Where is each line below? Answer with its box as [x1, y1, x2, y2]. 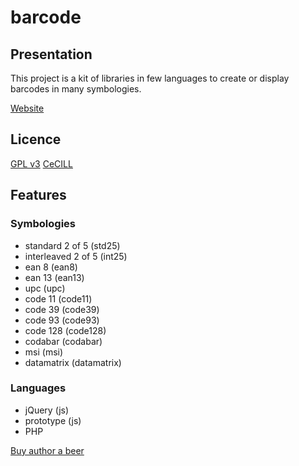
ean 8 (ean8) [24, 261, 78, 273]
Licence [10, 131, 62, 148]
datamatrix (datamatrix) [24, 356, 122, 368]
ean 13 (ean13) [24, 271, 85, 283]
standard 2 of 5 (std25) [24, 239, 121, 251]
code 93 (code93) [24, 314, 100, 326]
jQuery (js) [24, 404, 70, 416]
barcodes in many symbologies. [10, 83, 142, 95]
